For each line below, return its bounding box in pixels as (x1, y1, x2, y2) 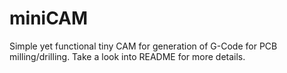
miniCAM (9, 7, 89, 30)
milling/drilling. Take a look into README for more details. (9, 50, 246, 62)
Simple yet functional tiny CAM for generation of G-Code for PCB (9, 40, 278, 52)
